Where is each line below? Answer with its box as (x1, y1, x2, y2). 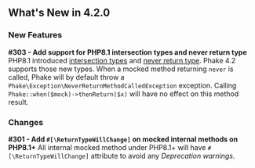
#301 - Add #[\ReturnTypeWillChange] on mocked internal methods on (8, 134, 238, 144)
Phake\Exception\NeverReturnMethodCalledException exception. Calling (8, 80, 237, 90)
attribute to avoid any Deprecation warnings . (90, 151, 235, 160)
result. (8, 97, 29, 106)
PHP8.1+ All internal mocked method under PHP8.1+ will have (8, 142, 206, 152)
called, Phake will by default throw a (8, 72, 125, 81)
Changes (8, 116, 44, 127)
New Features (8, 30, 63, 41)
